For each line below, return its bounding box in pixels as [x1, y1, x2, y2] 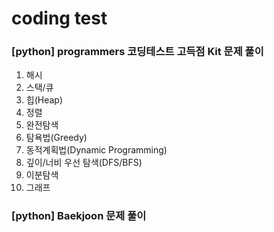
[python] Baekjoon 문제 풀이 [11, 209, 147, 223]
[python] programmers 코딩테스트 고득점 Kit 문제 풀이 [11, 45, 264, 59]
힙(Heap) [25, 94, 64, 106]
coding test [11, 7, 108, 30]
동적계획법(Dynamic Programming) [25, 144, 168, 156]
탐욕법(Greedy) [25, 132, 88, 144]
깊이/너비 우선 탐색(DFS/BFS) [25, 157, 143, 169]
